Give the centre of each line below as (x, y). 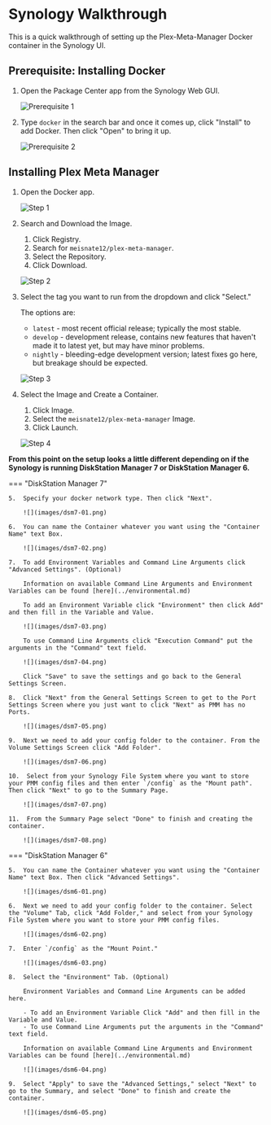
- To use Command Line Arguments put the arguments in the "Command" (144, 1027)
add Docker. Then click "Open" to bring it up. (96, 130)
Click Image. (53, 410)
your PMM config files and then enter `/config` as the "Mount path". (131, 783)
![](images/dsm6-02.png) (65, 934)
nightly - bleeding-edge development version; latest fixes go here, (145, 354)
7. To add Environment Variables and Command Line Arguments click (127, 562)
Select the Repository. (70, 256)
